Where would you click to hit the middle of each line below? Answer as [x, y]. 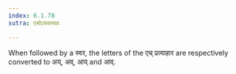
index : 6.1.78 [32, 16]
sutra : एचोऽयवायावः [34, 23]
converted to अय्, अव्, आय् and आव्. [62, 61]
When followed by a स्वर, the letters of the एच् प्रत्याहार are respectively [118, 53]
